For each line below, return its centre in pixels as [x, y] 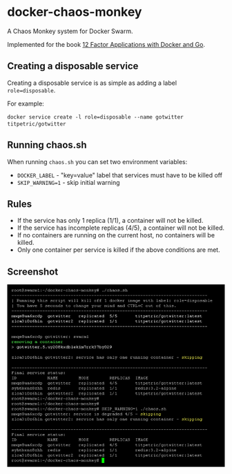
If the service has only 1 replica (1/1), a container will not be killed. [110, 221]
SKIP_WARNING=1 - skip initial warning [68, 182]
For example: [26, 103]
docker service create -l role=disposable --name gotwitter [96, 117]
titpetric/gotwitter [37, 124]
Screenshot [33, 271]
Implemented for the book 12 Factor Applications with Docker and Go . [106, 44]
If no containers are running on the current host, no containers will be [116, 235]
